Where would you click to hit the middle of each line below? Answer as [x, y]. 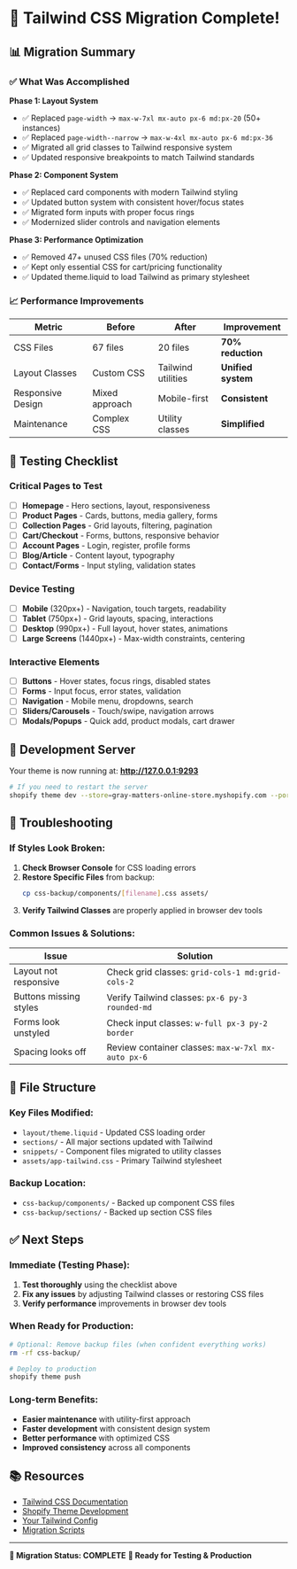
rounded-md [129, 1007]
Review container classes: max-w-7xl [182, 1047]
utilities [173, 378]
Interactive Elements [54, 662]
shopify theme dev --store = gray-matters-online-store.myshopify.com [138, 796]
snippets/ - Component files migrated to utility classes [122, 1151]
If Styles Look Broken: [57, 848]
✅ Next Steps [46, 1240]
